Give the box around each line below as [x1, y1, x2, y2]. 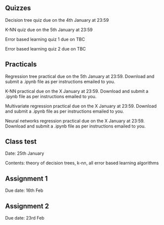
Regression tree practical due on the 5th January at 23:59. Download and [5, 73, 155, 79]
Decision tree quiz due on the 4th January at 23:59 [5, 17, 109, 23]
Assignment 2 [5, 202, 49, 210]
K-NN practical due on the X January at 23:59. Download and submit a [5, 88, 149, 94]
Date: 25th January [5, 150, 44, 156]
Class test [5, 137, 37, 146]
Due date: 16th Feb [5, 187, 43, 193]
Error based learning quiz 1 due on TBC [5, 36, 85, 42]
